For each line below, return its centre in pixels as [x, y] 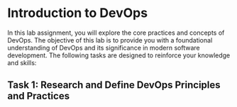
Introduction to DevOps [77, 13]
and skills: [22, 62]
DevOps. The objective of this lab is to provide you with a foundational [110, 40]
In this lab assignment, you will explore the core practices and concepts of [116, 33]
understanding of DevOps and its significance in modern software [104, 47]
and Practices [38, 96]
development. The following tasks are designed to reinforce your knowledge [119, 55]
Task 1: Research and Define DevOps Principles [114, 85]
